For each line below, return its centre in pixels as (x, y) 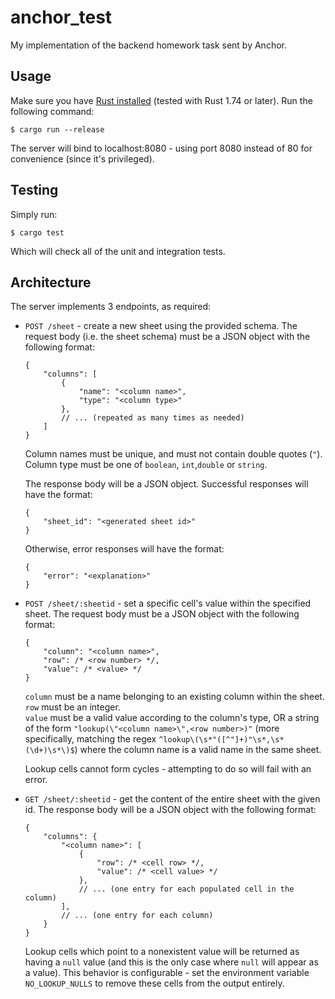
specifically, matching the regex (90, 739)
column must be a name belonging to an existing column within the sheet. (174, 697)
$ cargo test (37, 232)
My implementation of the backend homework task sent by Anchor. (148, 45)
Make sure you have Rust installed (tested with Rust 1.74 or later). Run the (161, 100)
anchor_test (61, 17)
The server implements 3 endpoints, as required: (111, 307)
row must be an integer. (72, 707)
